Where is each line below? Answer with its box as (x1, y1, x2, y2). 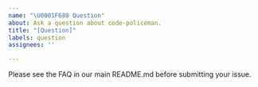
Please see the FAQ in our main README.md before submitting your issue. (8, 70, 252, 79)
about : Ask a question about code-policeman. (8, 19, 162, 27)
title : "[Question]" (8, 26, 77, 34)
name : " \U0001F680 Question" (8, 11, 105, 20)
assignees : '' (8, 41, 56, 49)
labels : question (8, 33, 66, 42)
